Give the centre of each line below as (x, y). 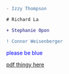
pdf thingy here (25, 64)
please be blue (25, 53)
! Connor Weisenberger (34, 41)
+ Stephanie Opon (28, 30)
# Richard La (22, 19)
